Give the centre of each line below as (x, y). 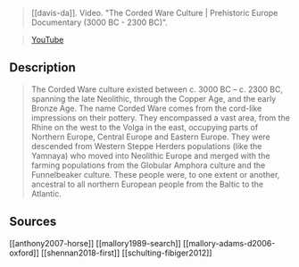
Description (42, 67)
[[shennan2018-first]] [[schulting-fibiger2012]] (126, 253)
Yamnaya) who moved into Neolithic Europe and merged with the (150, 155)
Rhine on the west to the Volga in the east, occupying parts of (145, 127)
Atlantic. (46, 193)
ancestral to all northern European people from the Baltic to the (147, 184)
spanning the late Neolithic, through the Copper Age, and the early (154, 98)
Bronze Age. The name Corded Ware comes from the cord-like (146, 108)
